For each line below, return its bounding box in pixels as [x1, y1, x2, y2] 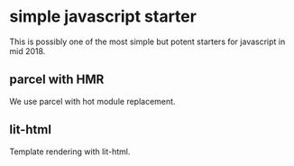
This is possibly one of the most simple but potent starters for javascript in [9, 36, 286, 47]
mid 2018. [9, 45, 46, 56]
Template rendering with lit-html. [9, 146, 131, 157]
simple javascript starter [9, 6, 197, 27]
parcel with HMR [9, 72, 105, 88]
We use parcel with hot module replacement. [9, 96, 176, 106]
